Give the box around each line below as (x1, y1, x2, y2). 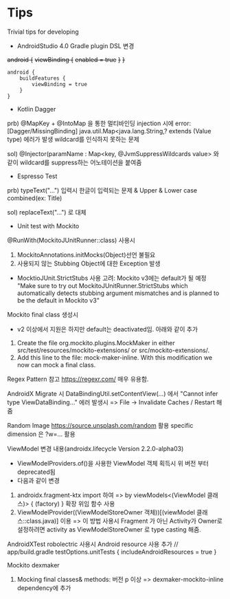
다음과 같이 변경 (16, 476, 60, 484)
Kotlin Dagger (16, 105, 56, 113)
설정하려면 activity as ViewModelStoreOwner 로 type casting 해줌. (16, 525, 201, 534)
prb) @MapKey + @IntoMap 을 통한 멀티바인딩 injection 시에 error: (7, 119, 192, 127)
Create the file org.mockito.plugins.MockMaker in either (16, 338, 175, 347)
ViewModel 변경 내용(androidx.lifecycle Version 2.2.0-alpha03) (7, 444, 184, 453)
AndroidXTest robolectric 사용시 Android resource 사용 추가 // (7, 540, 179, 548)
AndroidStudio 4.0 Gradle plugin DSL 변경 (16, 41, 135, 50)
